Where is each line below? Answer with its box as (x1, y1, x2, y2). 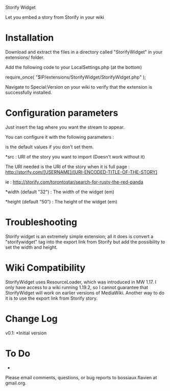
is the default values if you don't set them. (5, 144, 94, 150)
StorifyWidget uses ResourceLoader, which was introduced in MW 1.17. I (5, 279, 157, 285)
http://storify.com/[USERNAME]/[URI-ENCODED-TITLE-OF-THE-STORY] (5, 169, 158, 175)
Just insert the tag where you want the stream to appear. (5, 124, 125, 130)
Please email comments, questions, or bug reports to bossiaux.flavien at (5, 374, 157, 380)
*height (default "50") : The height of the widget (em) (5, 198, 117, 204)
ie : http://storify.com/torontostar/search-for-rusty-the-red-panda (5, 178, 144, 185)
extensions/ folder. (5, 54, 45, 60)
